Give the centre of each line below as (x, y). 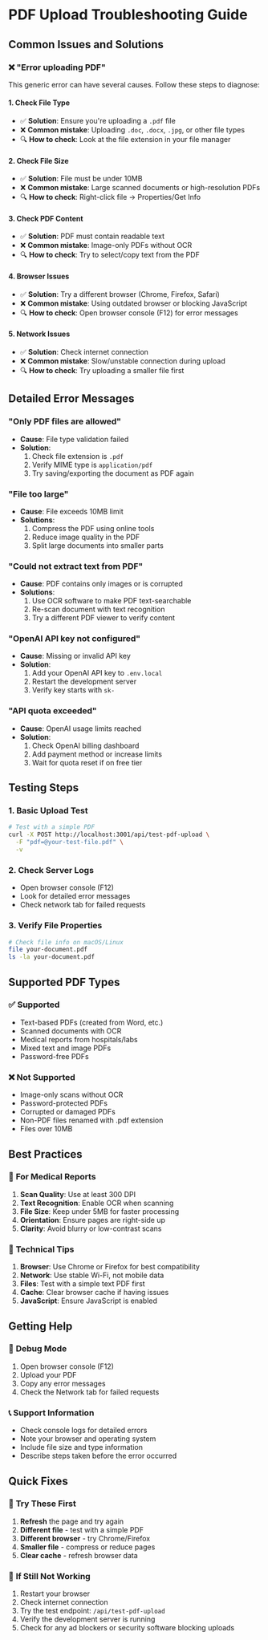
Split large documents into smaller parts (98, 545)
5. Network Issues (39, 334)
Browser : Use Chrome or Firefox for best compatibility (110, 1267)
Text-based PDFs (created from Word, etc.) (91, 1022)
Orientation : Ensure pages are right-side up (93, 1220)
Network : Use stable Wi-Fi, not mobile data (92, 1275)
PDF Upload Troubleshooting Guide (128, 15)
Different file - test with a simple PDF (82, 1529)
